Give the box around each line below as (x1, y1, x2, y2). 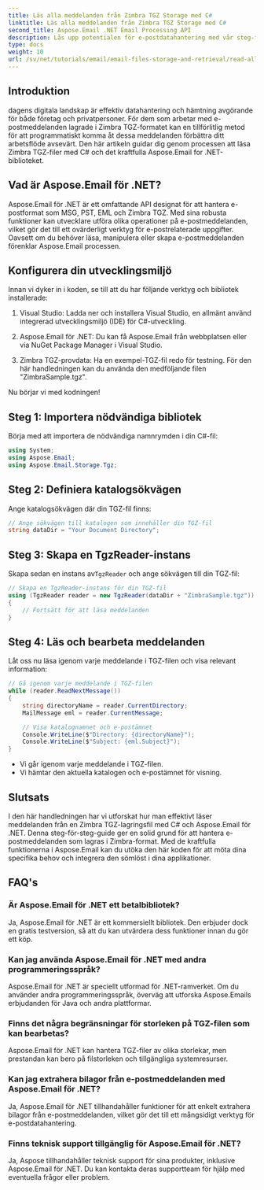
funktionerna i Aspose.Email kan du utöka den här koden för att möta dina (8, 845, 247, 854)
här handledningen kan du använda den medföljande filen (19, 364, 207, 374)
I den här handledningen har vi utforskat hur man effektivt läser (8, 811, 213, 821)
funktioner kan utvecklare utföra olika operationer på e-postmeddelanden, (8, 216, 249, 225)
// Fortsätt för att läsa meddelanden (22, 606, 149, 614)
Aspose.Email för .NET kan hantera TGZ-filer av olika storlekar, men (8, 1046, 227, 1055)
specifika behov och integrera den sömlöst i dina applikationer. (8, 853, 211, 863)
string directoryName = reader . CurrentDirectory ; (22, 701, 189, 709)
